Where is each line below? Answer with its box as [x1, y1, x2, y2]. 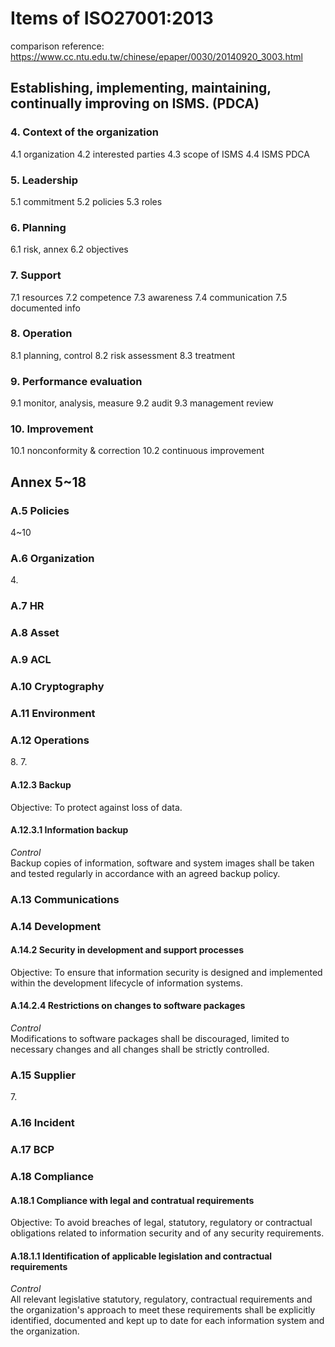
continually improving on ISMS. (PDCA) [10, 95, 260, 112]
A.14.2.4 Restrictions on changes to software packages [10, 1000, 246, 1012]
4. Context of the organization [10, 125, 160, 139]
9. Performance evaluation [10, 374, 143, 388]
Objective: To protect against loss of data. [10, 801, 183, 813]
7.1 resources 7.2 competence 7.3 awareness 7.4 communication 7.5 [10, 291, 288, 303]
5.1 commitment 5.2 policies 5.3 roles [10, 195, 163, 207]
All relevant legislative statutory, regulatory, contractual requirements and [10, 1293, 313, 1306]
